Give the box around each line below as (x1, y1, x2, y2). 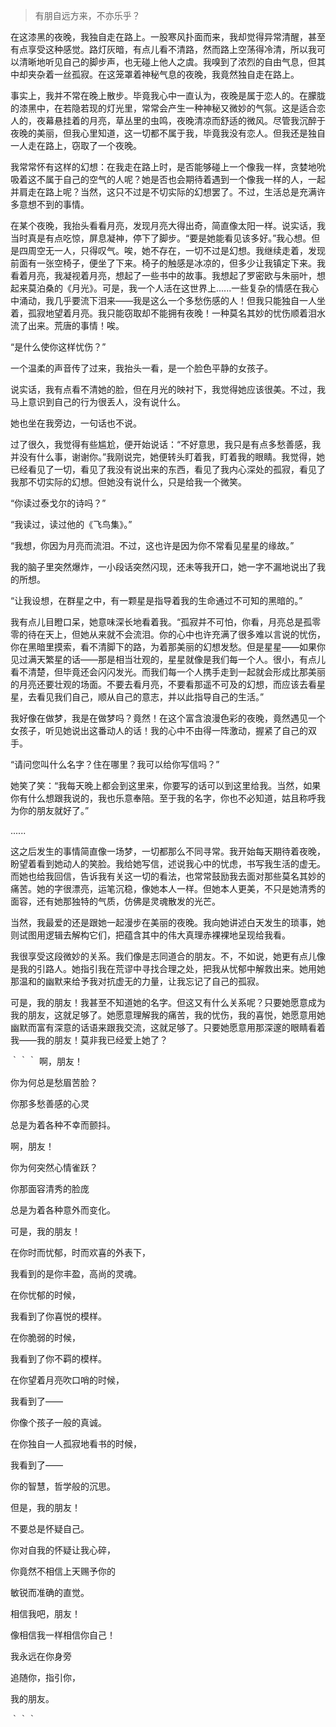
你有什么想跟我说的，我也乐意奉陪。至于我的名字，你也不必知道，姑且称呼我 (10, 792, 326, 804)
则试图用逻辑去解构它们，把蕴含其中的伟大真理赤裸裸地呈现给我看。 (10, 929, 291, 941)
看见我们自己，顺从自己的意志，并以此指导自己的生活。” (36, 691, 265, 703)
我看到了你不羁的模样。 (10, 1353, 107, 1364)
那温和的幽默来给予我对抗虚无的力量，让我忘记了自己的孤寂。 (10, 975, 265, 987)
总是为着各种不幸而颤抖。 (10, 1119, 116, 1131)
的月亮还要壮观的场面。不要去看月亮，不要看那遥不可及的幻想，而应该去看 (10, 679, 317, 690)
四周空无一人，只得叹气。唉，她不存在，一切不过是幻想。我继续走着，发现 (18, 245, 326, 256)
